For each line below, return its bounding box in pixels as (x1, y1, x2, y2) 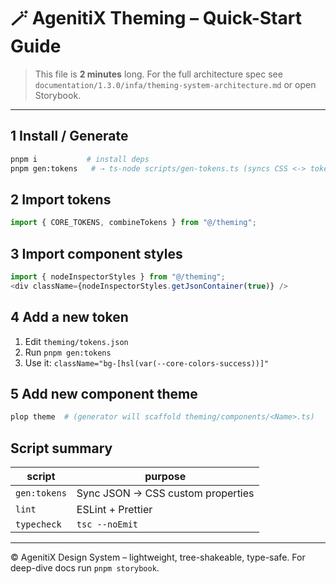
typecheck (15, 519, 62, 530)
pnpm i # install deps (10, 154, 150, 164)
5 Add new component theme (10, 385, 198, 402)
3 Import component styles (10, 245, 183, 262)
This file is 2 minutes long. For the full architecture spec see (34, 68, 283, 80)
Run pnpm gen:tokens (24, 346, 112, 358)
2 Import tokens (10, 191, 112, 208)
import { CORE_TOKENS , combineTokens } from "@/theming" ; (10, 218, 257, 228)
